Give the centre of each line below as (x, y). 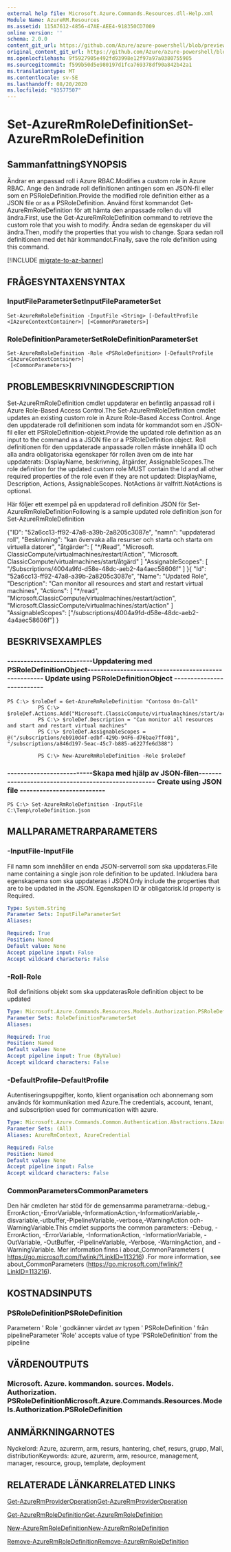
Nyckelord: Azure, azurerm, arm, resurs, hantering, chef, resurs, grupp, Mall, (115, 1449)
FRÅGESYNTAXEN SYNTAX (66, 282)
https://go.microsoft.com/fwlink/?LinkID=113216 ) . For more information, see (114, 1257)
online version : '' (35, 33)
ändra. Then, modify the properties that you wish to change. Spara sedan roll (115, 232)
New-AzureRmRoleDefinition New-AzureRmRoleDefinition (88, 1528)
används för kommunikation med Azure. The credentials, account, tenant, (110, 1102)
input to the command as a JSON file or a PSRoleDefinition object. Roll (107, 439)
